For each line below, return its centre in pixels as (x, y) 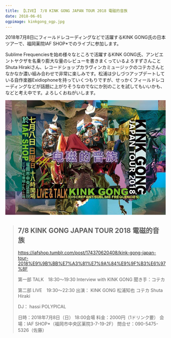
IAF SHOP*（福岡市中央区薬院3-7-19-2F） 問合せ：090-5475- (93, 324)
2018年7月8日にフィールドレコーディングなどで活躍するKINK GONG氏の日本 (85, 37)
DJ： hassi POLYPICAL (42, 307)
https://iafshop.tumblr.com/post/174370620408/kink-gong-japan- (87, 253)
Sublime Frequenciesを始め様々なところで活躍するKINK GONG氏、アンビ (82, 55)
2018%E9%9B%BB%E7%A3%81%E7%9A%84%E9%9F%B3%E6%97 (92, 263)
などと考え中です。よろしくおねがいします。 (52, 93)
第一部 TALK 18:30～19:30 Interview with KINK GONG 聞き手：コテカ (91, 280)
